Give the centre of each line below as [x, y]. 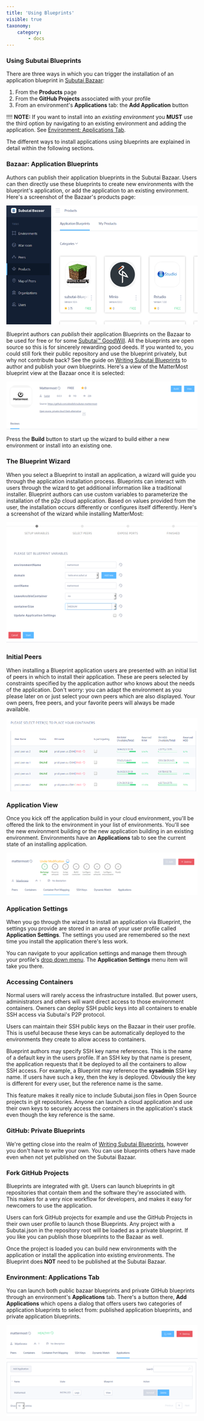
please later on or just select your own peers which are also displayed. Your [101, 696]
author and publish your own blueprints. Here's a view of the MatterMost [97, 367]
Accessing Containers [40, 982]
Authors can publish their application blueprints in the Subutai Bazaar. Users [102, 177]
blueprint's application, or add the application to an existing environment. [98, 190]
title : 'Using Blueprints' [40, 13]
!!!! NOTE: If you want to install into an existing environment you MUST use [100, 117]
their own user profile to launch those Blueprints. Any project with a [90, 1224]
